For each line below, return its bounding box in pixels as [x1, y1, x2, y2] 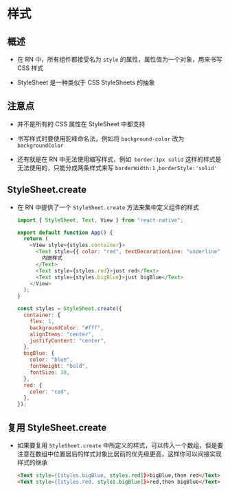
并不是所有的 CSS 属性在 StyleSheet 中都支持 [16, 119, 146, 128]
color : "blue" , [30, 356, 73, 364]
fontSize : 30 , [30, 368, 70, 376]
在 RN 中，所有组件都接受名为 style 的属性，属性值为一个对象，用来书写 [16, 56, 222, 63]
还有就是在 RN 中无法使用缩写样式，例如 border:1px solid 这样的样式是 [16, 155, 222, 163]
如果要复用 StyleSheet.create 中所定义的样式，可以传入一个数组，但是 [16, 441, 218, 449]
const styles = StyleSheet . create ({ [16, 305, 122, 312]
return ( [23, 235, 49, 242]
